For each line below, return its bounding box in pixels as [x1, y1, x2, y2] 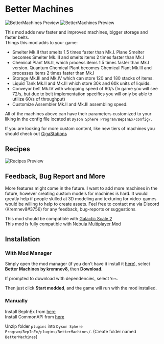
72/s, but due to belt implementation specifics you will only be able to [12, 91, 153, 97]
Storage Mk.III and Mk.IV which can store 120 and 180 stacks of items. [12, 75, 154, 81]
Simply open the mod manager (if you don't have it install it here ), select [5, 261, 150, 267]
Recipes [5, 145, 30, 153]
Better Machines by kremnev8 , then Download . [5, 266, 103, 272]
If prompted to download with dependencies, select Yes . [5, 276, 118, 282]
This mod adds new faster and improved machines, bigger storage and [5, 29, 148, 35]
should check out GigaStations [5, 131, 67, 136]
